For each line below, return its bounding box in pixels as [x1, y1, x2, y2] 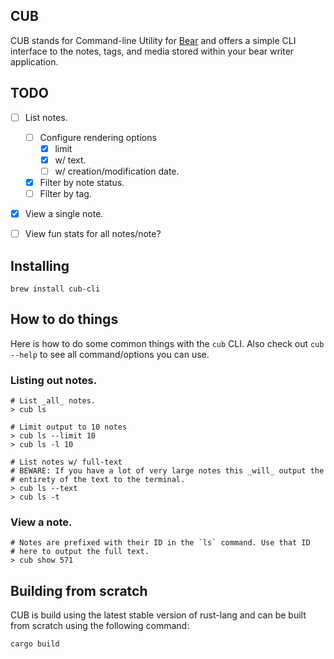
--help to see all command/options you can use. [10, 348, 210, 360]
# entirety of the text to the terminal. [10, 475, 186, 485]
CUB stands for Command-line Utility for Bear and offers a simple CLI [10, 34, 297, 46]
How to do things [10, 311, 119, 328]
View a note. [10, 515, 73, 529]
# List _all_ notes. [10, 396, 97, 406]
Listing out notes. [10, 373, 98, 387]
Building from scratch [10, 582, 148, 599]
